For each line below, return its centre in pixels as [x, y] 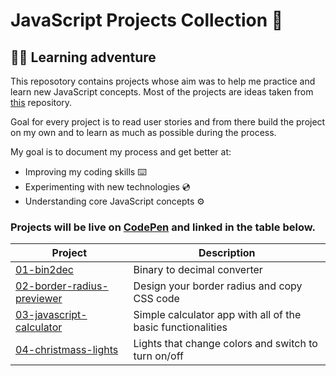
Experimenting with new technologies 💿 [107, 187]
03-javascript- [51, 315]
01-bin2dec [44, 270]
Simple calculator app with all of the [217, 315]
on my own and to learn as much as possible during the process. [143, 132]
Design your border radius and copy [218, 286]
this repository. [41, 102]
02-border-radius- [62, 286]
